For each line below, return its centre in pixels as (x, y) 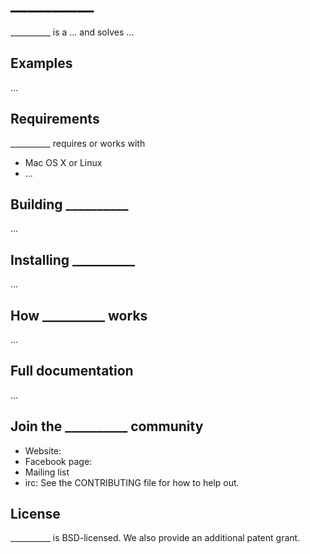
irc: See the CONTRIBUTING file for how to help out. (132, 482)
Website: (43, 450)
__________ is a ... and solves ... (72, 32)
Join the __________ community (107, 426)
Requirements (55, 119)
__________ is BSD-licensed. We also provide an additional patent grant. (155, 538)
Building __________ (69, 204)
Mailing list (47, 472)
